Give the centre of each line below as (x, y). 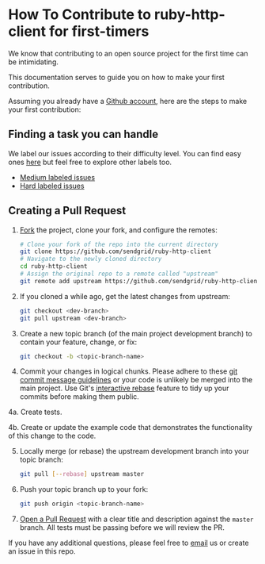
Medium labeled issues (57, 177)
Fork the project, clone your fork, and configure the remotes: (118, 230)
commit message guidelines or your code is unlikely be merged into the (136, 380)
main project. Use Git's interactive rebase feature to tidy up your (124, 388)
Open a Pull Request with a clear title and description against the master (136, 519)
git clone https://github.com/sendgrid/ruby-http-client (115, 251)
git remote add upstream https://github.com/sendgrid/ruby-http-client (140, 281)
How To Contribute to (80, 15)
